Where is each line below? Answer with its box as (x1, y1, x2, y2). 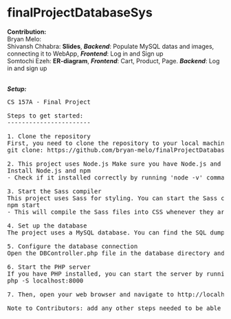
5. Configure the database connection (7, 242, 138, 250)
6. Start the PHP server (7, 263, 91, 271)
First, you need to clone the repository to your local (7, 139, 199, 147)
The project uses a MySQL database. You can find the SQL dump (7, 228, 225, 236)
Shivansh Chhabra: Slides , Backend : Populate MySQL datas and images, (7, 42, 214, 50)
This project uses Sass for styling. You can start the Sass (7, 194, 218, 202)
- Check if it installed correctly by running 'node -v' (7, 173, 203, 181)
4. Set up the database (7, 221, 87, 230)
